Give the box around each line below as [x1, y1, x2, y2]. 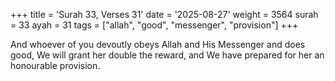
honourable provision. [10, 60, 101, 71]
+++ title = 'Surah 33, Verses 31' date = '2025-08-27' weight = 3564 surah [10, 9, 319, 20]
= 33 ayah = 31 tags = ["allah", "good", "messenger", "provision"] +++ [10, 19, 299, 31]
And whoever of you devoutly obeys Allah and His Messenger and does [10, 39, 306, 50]
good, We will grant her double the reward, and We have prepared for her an [10, 49, 325, 61]
